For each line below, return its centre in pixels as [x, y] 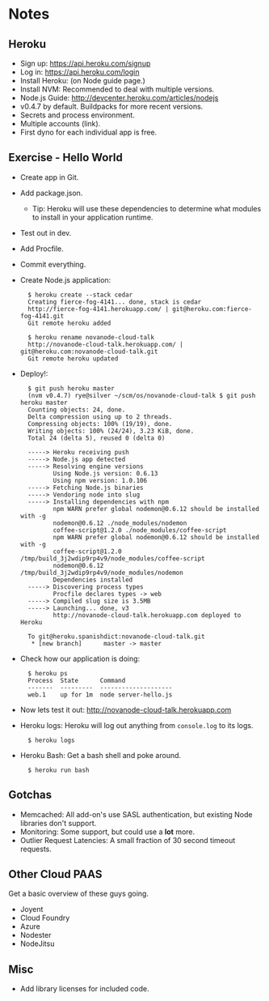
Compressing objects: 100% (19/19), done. [100, 424]
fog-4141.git [42, 316]
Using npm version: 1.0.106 [100, 480]
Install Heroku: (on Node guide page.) [82, 81]
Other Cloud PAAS [55, 874]
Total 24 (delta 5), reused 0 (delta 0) [97, 438]
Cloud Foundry [45, 918]
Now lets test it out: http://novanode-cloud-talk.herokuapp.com [126, 709]
